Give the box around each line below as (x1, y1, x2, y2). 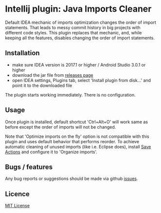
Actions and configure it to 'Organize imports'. (5, 149, 97, 155)
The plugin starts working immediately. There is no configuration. (5, 92, 136, 98)
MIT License (5, 203, 30, 209)
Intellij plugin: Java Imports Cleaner (5, 3, 152, 15)
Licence (5, 190, 30, 198)
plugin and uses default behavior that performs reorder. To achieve (5, 138, 140, 144)
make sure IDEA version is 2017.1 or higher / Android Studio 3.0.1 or (12, 62, 146, 67)
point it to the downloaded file (12, 82, 72, 88)
